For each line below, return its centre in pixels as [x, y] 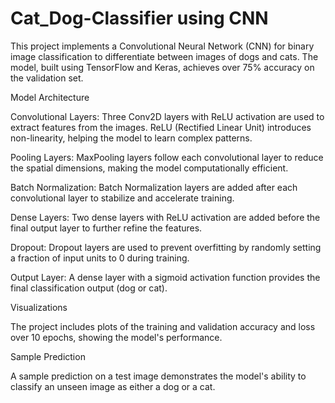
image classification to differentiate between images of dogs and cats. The [164, 56]
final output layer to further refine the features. [106, 228]
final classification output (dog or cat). [89, 288]
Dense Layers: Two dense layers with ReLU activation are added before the [165, 217]
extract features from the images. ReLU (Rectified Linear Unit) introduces [161, 127]
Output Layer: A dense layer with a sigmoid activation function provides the [165, 277]
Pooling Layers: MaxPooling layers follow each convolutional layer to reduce [167, 157]
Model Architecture [50, 97]
